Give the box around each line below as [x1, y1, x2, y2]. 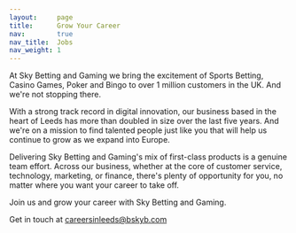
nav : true [9, 29, 74, 38]
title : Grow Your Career [9, 21, 121, 30]
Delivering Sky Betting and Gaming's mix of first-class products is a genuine [9, 151, 288, 162]
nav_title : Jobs [9, 37, 74, 47]
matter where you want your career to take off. [9, 180, 180, 190]
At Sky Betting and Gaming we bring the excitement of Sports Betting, [9, 70, 264, 81]
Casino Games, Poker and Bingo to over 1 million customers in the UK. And [9, 80, 282, 90]
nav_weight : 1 [9, 46, 62, 55]
